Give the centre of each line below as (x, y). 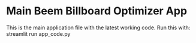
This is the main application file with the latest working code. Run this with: (98, 27)
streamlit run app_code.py (38, 33)
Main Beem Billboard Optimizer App (97, 11)
